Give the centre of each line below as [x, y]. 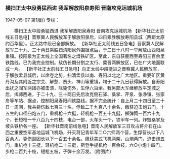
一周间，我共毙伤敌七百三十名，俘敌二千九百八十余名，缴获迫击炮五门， [85, 107]
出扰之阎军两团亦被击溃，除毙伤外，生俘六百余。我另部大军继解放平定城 [80, 88]
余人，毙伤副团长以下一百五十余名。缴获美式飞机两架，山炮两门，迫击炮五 [87, 139]
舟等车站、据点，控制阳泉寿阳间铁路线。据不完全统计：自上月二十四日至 [80, 101]
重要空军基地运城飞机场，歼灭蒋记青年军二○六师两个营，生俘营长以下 [87, 133]
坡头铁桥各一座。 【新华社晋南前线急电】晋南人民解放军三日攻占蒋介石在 [81, 126]
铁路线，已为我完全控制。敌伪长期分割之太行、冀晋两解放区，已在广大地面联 [85, 62]
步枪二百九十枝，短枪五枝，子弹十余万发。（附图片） [59, 151]
